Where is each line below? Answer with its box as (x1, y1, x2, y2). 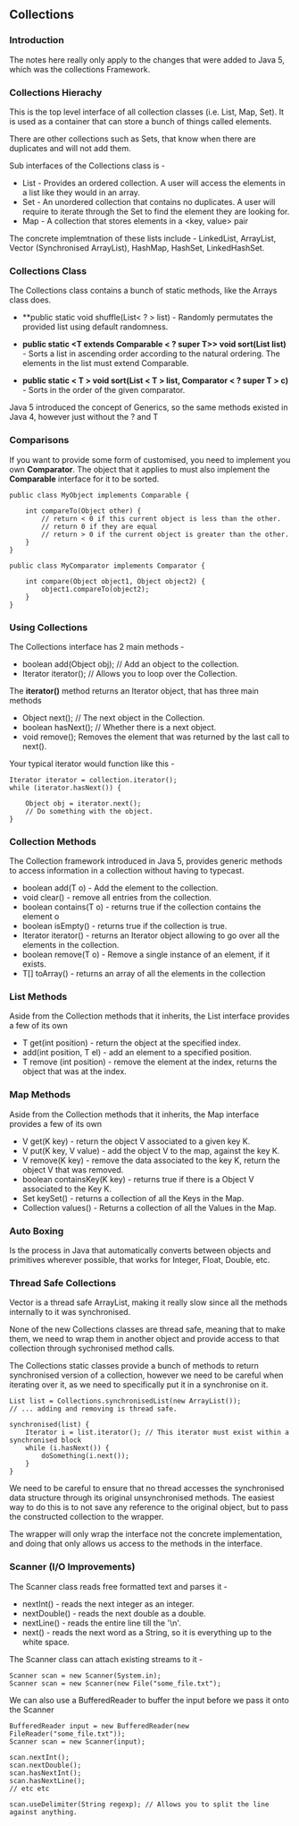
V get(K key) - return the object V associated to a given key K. (21, 1136, 251, 1147)
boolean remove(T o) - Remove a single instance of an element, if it (21, 949, 270, 960)
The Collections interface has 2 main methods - (9, 641, 185, 652)
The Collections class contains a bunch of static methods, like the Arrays (9, 286, 278, 296)
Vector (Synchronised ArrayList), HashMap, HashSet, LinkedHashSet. (9, 242, 265, 253)
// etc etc (9, 1784, 50, 1793)
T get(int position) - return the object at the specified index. (21, 1037, 241, 1048)
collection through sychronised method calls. (9, 1343, 176, 1354)
